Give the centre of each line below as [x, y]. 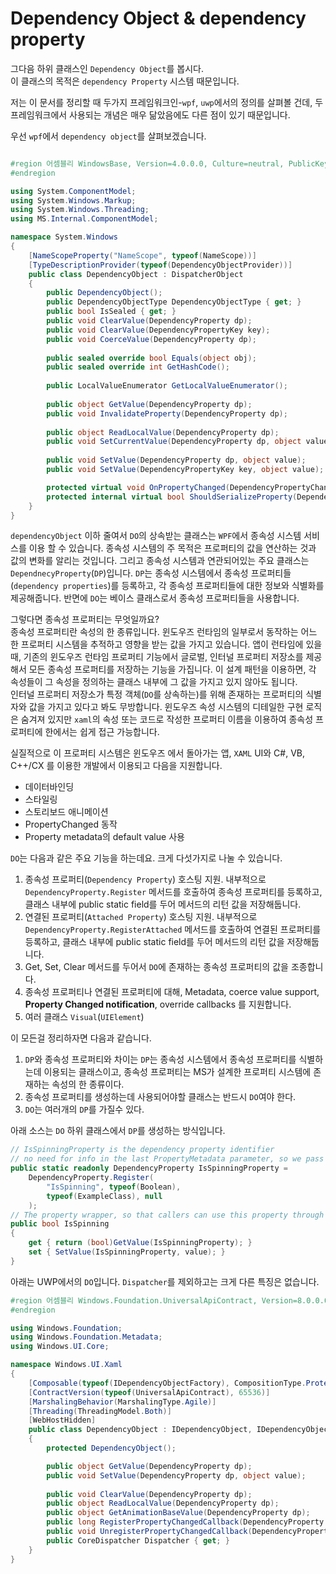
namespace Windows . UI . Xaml [66, 1365]
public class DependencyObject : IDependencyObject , [140, 1430]
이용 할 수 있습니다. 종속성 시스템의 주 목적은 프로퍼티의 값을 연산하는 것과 [172, 548]
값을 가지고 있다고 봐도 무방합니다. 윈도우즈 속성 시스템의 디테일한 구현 [166, 707]
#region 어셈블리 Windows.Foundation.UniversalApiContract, [134, 1300]
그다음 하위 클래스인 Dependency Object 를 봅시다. [107, 68]
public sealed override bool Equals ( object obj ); [151, 358]
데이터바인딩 [49, 787]
